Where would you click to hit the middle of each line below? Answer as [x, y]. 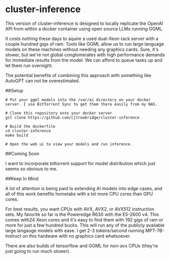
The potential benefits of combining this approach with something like [78, 75]
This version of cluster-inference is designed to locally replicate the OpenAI [84, 23]
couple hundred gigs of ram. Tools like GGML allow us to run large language [84, 44]
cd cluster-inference [28, 131]
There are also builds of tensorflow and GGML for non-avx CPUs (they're [82, 246]
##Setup [14, 90]
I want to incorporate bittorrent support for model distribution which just [80, 163]
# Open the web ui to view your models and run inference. [69, 144]
